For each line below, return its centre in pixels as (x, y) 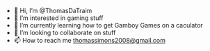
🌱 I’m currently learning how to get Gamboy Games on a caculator (108, 25)
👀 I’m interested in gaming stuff (58, 18)
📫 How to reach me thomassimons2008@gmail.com (89, 40)
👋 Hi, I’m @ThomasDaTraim (53, 11)
